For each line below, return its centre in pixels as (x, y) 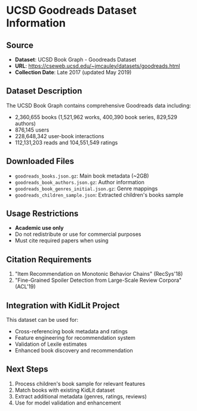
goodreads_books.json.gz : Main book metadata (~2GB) (82, 176)
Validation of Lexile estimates (51, 344)
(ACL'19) (25, 287)
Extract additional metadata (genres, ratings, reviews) (81, 396)
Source (20, 45)
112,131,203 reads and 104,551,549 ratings (66, 142)
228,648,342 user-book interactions (59, 136)
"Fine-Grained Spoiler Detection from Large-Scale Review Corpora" (98, 280)
